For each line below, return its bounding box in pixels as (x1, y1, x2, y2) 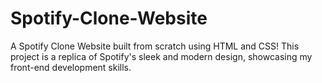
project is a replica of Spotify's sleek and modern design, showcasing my (10, 50, 313, 62)
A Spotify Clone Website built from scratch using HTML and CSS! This (10, 40, 300, 52)
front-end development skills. (10, 61, 132, 73)
